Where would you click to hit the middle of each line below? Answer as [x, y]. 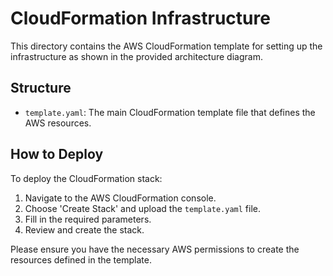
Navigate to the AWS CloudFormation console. [120, 198]
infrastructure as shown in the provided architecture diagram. [136, 56]
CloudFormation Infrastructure [140, 18]
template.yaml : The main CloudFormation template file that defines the [170, 112]
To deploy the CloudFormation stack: [86, 178]
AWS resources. [58, 123]
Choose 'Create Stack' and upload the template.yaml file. [142, 208]
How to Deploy [57, 154]
